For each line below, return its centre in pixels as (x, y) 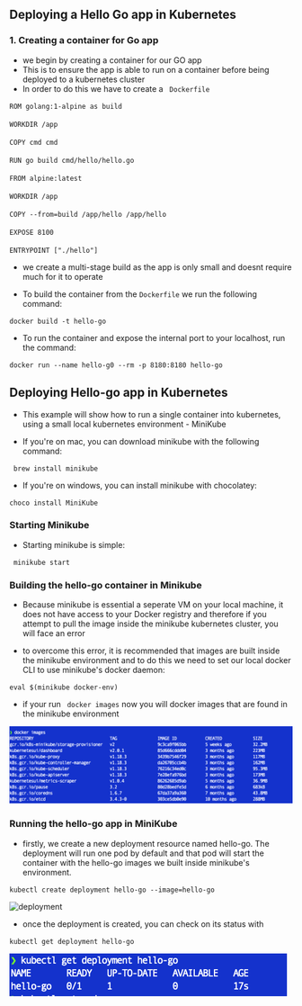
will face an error (53, 633)
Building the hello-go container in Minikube (106, 585)
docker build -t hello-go (58, 321)
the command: (49, 347)
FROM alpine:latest (46, 178)
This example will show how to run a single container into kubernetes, (151, 414)
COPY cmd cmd (34, 142)
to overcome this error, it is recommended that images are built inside (151, 651)
